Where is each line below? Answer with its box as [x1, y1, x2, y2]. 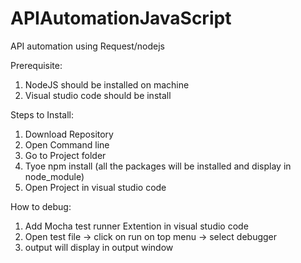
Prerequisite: [10, 59, 63, 71]
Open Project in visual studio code [24, 181, 167, 193]
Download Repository [24, 128, 114, 140]
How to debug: [10, 200, 72, 212]
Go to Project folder [24, 149, 107, 161]
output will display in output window [24, 241, 174, 253]
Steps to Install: [10, 108, 75, 121]
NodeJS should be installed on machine [24, 78, 190, 91]
